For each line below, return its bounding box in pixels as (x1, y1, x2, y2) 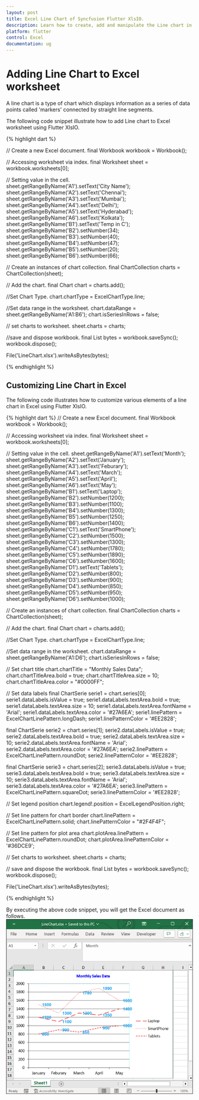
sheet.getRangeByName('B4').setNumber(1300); (6, 506, 126, 514)
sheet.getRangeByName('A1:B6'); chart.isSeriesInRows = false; (6, 311, 160, 318)
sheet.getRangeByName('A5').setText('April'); (6, 475, 117, 482)
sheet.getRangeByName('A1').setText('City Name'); (6, 182, 131, 190)
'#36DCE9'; (6, 842, 35, 849)
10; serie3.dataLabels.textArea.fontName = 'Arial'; (6, 776, 127, 783)
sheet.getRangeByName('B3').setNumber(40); (6, 233, 120, 240)
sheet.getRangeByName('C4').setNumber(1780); (6, 544, 126, 551)
